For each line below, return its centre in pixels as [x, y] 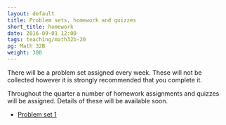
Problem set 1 [37, 114]
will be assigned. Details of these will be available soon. [88, 101]
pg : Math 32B [26, 46]
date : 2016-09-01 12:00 [42, 33]
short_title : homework [40, 27]
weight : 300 [25, 53]
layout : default [31, 14]
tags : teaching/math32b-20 [47, 40]
